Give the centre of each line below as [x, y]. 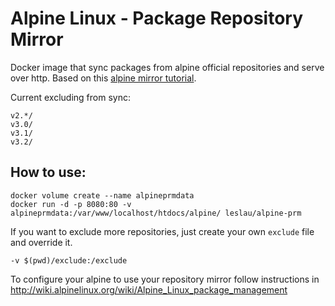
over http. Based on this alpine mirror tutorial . [103, 78]
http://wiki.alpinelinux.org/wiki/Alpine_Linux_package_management [149, 289]
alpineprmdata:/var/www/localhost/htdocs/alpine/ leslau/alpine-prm [156, 213]
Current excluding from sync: [70, 97]
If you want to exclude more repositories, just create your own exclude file [162, 231]
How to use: [48, 172]
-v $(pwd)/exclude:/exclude [69, 260]
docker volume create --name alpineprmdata [102, 195]
